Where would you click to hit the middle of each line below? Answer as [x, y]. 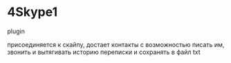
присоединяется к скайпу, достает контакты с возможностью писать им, [116, 44]
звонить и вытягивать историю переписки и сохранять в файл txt [104, 52]
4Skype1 [33, 12]
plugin [16, 31]
